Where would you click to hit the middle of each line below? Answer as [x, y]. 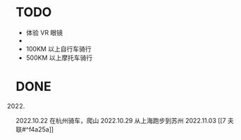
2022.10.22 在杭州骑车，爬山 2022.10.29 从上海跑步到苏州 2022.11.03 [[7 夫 [125, 120]
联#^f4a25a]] [35, 129]
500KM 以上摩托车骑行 [59, 58]
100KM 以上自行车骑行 [58, 49]
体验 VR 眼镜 [44, 32]
